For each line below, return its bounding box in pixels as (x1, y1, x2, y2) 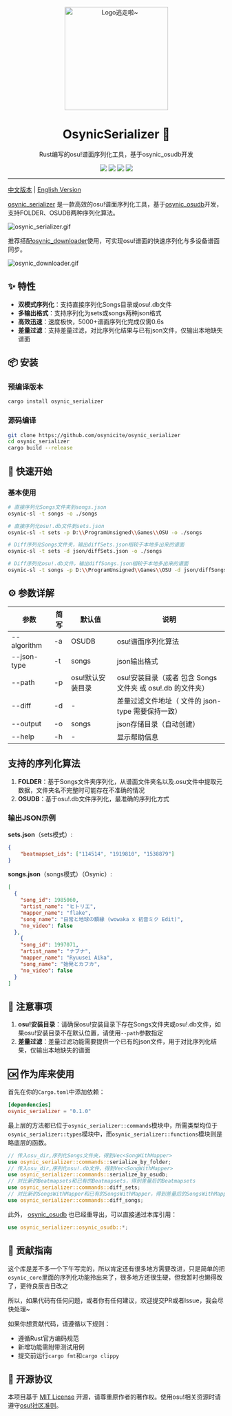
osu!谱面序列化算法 (116, 637, 180, 646)
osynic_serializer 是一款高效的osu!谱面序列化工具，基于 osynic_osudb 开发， (8, 200, 223, 208)
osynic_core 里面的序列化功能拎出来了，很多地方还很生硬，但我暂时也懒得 (8, 1273, 217, 1281)
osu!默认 (70, 673, 99, 682)
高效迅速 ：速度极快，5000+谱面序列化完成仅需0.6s (17, 317, 165, 326)
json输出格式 (116, 656, 158, 666)
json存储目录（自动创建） (116, 719, 200, 729)
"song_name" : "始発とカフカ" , (20, 960, 101, 967)
